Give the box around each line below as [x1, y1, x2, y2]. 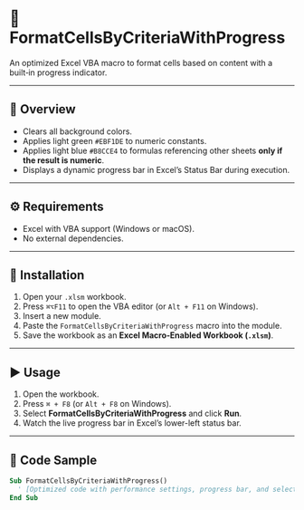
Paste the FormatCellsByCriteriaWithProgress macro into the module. [22, 321, 282, 332]
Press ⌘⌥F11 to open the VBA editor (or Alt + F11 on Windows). [22, 301, 259, 312]
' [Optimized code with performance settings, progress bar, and [17, 485, 270, 494]
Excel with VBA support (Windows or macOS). [22, 223, 195, 234]
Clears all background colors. [22, 126, 133, 137]
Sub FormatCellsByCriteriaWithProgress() [9, 476, 168, 486]
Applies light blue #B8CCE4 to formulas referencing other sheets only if [22, 145, 283, 156]
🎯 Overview [9, 101, 76, 117]
